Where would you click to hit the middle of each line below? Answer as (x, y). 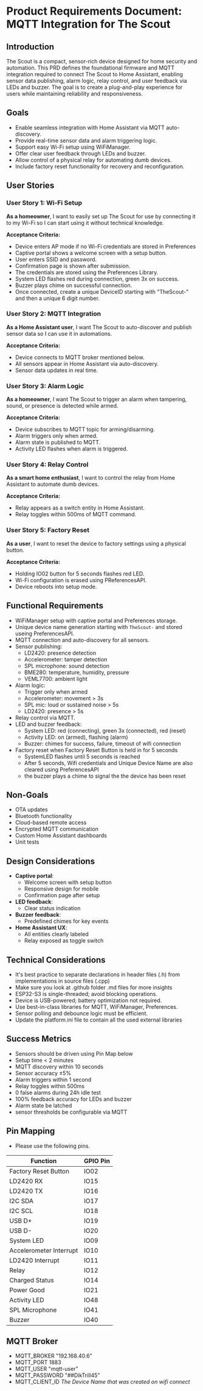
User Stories (30, 186)
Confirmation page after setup (62, 895)
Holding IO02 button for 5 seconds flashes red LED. (80, 574)
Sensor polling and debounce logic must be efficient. (81, 1013)
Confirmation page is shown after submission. (73, 266)
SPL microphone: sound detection (67, 666)
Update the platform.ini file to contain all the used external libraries (98, 1020)
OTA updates (31, 809)
